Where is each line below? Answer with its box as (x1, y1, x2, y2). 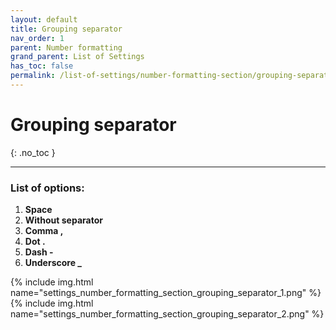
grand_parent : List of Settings (10, 52, 145, 62)
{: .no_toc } (10, 146, 56, 158)
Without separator (24, 214, 103, 226)
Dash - (24, 246, 54, 258)
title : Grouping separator (10, 24, 123, 34)
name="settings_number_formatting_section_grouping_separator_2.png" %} (10, 308, 325, 320)
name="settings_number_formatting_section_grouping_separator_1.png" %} (10, 287, 322, 299)
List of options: (10, 181, 85, 195)
